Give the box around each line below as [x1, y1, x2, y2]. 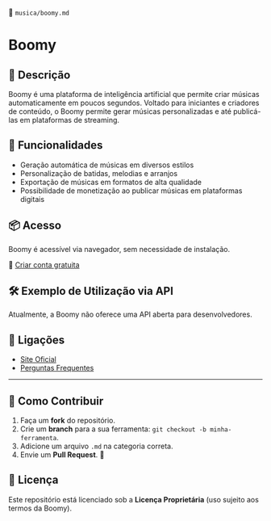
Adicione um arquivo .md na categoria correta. [19, 441, 173, 452]
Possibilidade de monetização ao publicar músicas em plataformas [19, 186, 243, 195]
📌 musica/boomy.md [8, 8, 70, 17]
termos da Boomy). [8, 503, 73, 513]
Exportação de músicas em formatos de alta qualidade [19, 177, 202, 187]
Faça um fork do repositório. [19, 416, 115, 426]
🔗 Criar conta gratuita [8, 259, 80, 270]
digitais [19, 194, 45, 204]
